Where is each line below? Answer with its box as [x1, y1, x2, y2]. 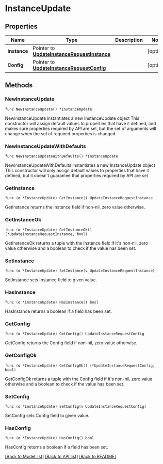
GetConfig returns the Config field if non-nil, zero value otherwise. [5, 340, 138, 346]
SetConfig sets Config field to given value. [5, 413, 90, 418]
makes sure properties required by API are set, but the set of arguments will [5, 126, 156, 131]
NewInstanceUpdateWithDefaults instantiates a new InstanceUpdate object [5, 162, 155, 168]
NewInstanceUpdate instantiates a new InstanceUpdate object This [5, 115, 140, 121]
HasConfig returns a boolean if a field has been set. [5, 444, 108, 450]
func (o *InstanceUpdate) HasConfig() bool [5, 436, 95, 441]
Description [115, 37, 143, 43]
